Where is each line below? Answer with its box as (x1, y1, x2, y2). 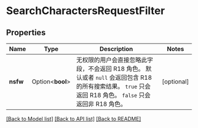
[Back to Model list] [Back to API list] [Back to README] (6, 116, 141, 122)
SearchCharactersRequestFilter (6, 4, 165, 18)
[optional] (161, 78, 189, 86)
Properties (6, 28, 46, 38)
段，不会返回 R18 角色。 (76, 65, 144, 73)
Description (99, 45, 134, 53)
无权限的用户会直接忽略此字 (76, 56, 153, 64)
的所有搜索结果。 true (76, 82, 137, 90)
